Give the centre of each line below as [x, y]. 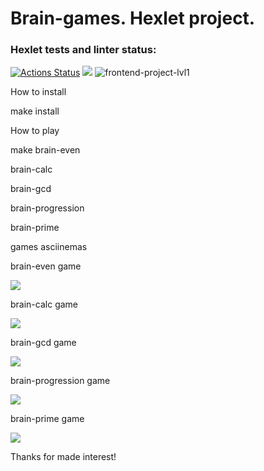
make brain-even [45, 150]
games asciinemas [49, 247]
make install [35, 111]
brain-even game [46, 266]
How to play [35, 131]
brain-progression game [60, 381]
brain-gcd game [43, 343]
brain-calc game [44, 304]
